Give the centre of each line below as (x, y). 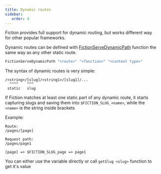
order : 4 (20, 19)
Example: (14, 118)
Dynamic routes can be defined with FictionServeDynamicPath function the (81, 48)
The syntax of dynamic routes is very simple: (50, 71)
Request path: (20, 139)
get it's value (18, 167)
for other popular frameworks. (35, 38)
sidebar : (14, 14)
